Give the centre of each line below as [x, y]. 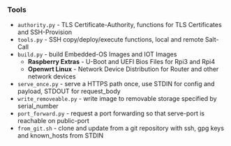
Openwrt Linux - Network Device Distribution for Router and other [123, 69]
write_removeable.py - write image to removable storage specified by [117, 99]
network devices [52, 76]
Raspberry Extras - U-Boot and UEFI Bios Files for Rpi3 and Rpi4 [121, 62]
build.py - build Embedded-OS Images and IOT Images [97, 54]
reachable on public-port [53, 121]
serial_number [38, 106]
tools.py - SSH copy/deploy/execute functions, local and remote [110, 40]
